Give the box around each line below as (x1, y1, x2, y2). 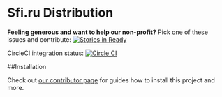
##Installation (7, 62, 47, 70)
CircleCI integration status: (7, 49, 84, 57)
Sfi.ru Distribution (7, 5, 114, 21)
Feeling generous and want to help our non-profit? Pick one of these (7, 28, 208, 36)
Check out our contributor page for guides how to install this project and (7, 75, 215, 84)
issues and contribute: (7, 35, 72, 43)
